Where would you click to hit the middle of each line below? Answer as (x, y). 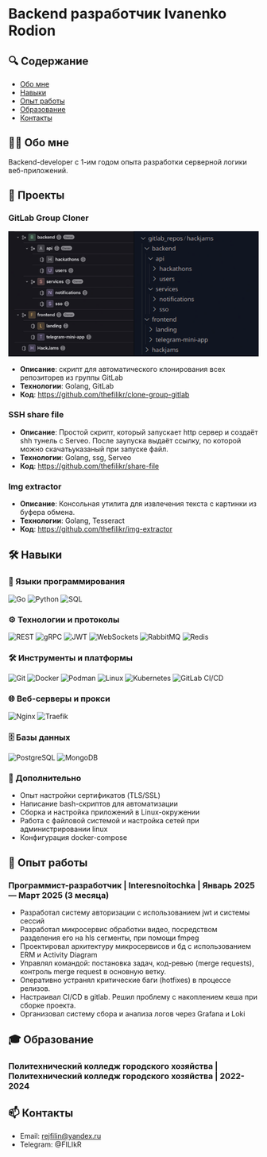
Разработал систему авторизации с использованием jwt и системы (135, 912)
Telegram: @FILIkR (50, 1144)
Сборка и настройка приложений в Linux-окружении (110, 812)
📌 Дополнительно (45, 778)
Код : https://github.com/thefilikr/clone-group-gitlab (104, 394)
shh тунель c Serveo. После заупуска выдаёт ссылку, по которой (130, 440)
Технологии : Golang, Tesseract (72, 520)
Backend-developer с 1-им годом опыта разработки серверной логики (128, 162)
